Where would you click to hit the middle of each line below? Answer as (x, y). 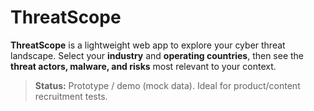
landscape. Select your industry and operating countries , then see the (157, 55)
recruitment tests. (71, 96)
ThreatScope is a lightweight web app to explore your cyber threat (148, 45)
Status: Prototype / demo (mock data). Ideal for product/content (167, 85)
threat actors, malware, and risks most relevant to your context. (143, 66)
